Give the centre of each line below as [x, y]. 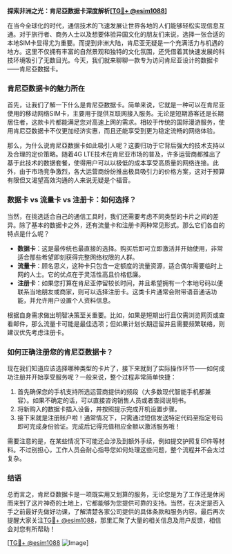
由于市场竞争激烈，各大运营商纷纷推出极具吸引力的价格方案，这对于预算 [122, 172]
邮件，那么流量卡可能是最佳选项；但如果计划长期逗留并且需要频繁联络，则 [119, 323]
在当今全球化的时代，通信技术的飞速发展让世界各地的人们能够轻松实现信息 [113, 26]
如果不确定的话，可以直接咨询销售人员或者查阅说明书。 [111, 400]
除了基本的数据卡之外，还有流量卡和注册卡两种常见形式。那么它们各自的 [122, 225]
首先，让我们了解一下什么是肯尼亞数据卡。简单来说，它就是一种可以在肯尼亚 [116, 105]
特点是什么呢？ [28, 233]
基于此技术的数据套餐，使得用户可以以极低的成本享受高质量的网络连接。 [110, 163]
